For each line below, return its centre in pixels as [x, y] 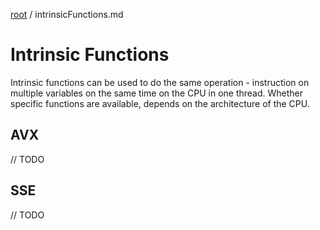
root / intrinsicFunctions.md [67, 14]
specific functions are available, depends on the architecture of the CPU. [160, 103]
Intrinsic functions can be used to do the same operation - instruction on [160, 82]
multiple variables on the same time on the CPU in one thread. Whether [157, 93]
